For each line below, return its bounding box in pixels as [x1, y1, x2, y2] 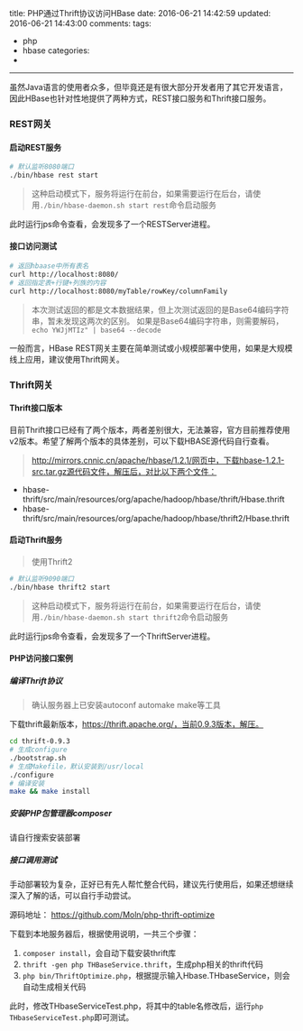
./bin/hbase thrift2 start [9, 583, 111, 592]
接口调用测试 [9, 854, 57, 865]
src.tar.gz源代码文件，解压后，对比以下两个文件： [31, 465, 217, 476]
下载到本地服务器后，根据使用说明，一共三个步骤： [9, 928, 199, 940]
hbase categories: [22, 45, 90, 56]
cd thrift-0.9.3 [9, 737, 70, 746]
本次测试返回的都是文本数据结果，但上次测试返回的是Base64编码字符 [31, 304, 290, 315]
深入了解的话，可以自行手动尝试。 [9, 890, 136, 901]
